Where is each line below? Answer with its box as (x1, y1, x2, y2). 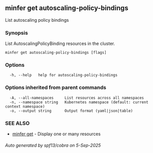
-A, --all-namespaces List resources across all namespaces (9, 95, 144, 100)
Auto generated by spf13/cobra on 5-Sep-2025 (5, 142, 101, 148)
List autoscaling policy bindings (5, 17, 69, 23)
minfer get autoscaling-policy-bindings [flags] (5, 50, 107, 55)
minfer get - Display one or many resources (12, 131, 101, 137)
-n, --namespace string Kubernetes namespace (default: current (9, 100, 149, 105)
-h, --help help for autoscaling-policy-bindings (9, 73, 118, 78)
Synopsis (5, 29, 28, 36)
